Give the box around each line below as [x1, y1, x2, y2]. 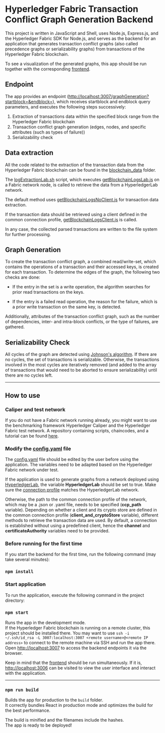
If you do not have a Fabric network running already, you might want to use [5, 417, 157, 423]
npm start [5, 610, 28, 615]
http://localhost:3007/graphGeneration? [68, 93, 149, 99]
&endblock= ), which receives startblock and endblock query [28, 99, 151, 105]
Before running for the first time [5, 540, 82, 547]
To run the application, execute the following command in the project [5, 592, 144, 598]
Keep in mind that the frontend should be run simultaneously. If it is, [5, 660, 142, 665]
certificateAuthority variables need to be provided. [5, 528, 110, 534]
